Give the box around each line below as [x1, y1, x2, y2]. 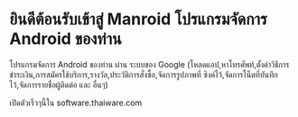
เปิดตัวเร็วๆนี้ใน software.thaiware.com [9, 97, 143, 108]
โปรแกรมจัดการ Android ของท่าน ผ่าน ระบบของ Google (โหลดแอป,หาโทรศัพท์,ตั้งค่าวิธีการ [9, 58, 290, 69]
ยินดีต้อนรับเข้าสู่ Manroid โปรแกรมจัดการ [9, 9, 268, 30]
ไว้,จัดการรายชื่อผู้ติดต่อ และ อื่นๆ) [9, 79, 108, 90]
